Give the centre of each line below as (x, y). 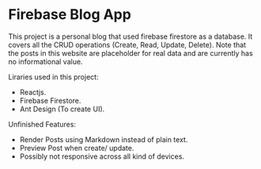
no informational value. (45, 62)
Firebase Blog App (70, 15)
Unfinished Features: (42, 124)
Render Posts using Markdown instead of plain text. (104, 139)
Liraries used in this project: (53, 77)
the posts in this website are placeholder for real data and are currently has (130, 53)
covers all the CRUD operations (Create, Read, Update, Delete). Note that (127, 44)
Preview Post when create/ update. (77, 148)
